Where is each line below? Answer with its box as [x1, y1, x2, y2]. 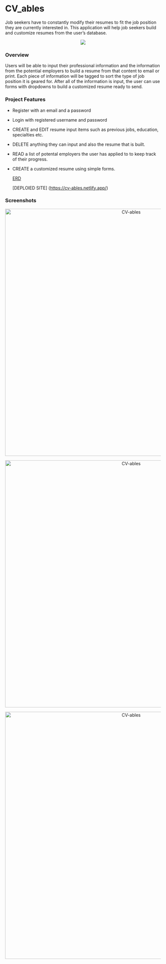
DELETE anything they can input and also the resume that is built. [12, 141, 146, 147]
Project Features [5, 96, 46, 103]
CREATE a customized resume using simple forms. [12, 166, 115, 172]
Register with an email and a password [12, 107, 91, 113]
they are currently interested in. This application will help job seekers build [5, 24, 157, 30]
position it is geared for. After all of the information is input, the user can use [5, 79, 160, 85]
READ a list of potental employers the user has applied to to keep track [12, 151, 157, 157]
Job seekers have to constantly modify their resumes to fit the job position [5, 19, 157, 25]
